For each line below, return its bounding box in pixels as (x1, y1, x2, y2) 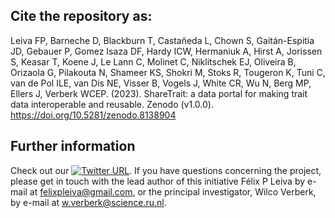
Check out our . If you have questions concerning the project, (10, 164, 322, 176)
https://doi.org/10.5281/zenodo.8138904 (10, 109, 177, 121)
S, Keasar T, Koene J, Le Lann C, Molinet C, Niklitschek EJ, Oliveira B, (10, 55, 297, 68)
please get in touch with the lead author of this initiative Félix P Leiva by (10, 175, 306, 187)
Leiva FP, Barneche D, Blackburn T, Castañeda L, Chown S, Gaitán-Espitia (10, 34, 315, 46)
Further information (10, 138, 136, 155)
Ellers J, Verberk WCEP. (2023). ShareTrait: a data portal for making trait (10, 87, 308, 99)
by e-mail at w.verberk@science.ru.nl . (10, 196, 167, 208)
